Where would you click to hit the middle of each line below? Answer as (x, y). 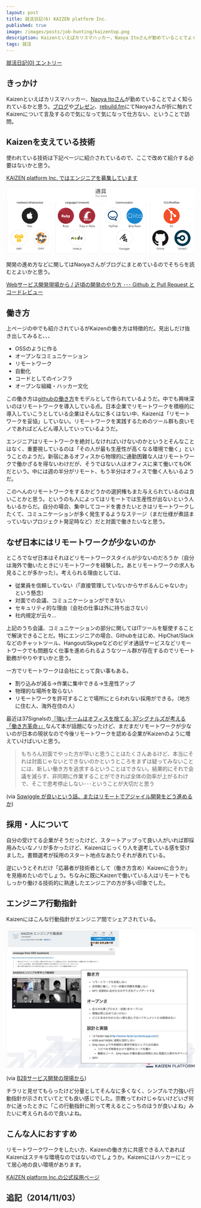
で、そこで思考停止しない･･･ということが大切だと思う (88, 784)
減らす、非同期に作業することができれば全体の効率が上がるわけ (110, 776)
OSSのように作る (36, 349)
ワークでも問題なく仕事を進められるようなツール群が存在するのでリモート (103, 650)
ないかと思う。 (35, 165)
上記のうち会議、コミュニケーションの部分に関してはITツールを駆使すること (100, 628)
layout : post (22, 13)
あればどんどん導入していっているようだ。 (68, 429)
